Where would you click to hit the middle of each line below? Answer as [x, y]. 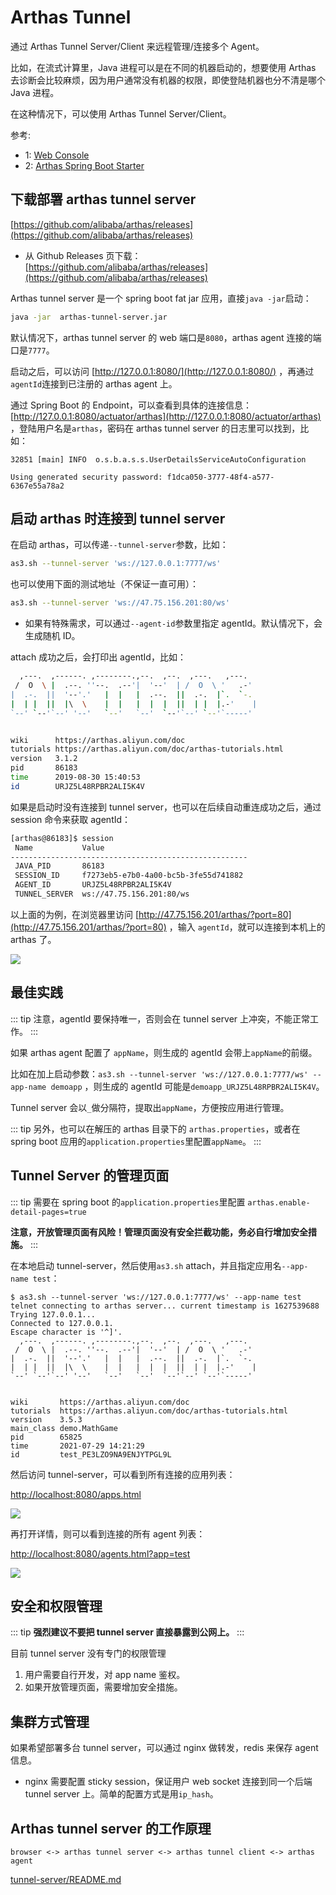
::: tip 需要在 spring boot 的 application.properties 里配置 [128, 1202]
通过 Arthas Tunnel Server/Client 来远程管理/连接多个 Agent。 [137, 46]
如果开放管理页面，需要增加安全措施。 [103, 1687]
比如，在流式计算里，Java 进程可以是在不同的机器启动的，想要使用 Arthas [163, 67]
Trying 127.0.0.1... [53, 1314]
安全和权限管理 [56, 1606]
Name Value [59, 847]
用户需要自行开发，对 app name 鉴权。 [105, 1675]
